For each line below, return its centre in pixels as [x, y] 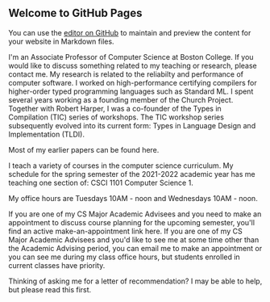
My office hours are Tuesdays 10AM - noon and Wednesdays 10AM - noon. [133, 198]
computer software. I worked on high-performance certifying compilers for [133, 82]
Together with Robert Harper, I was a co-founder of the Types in [115, 108]
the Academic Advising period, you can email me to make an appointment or [135, 248]
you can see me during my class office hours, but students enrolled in [124, 257]
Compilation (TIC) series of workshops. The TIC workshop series [116, 117]
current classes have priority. [57, 265]
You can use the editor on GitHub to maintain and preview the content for [130, 32]
